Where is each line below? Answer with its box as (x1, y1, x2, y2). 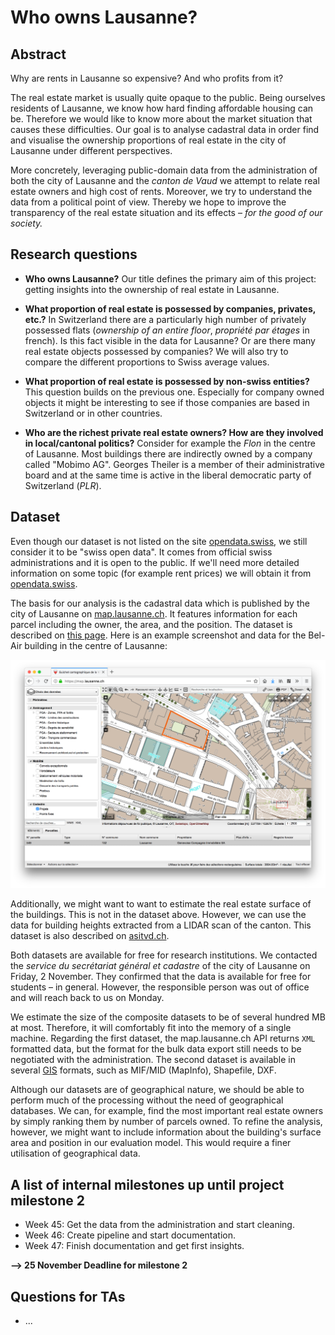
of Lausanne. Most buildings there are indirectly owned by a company (24, 447, 313, 460)
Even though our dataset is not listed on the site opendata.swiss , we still (10, 535, 308, 547)
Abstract (10, 46, 67, 63)
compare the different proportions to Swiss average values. (24, 356, 270, 368)
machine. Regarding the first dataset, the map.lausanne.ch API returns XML (10, 1032, 316, 1045)
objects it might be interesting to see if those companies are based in (24, 396, 310, 408)
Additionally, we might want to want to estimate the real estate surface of (10, 898, 312, 910)
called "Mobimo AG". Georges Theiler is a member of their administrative (24, 458, 325, 470)
